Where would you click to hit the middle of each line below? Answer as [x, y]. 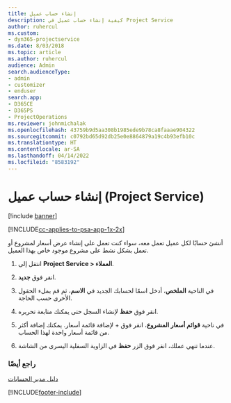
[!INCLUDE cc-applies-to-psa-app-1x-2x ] [66, 229]
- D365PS [21, 110]
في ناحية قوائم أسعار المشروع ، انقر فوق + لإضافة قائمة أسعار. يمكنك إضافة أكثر [121, 324]
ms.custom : [24, 33]
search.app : [25, 98]
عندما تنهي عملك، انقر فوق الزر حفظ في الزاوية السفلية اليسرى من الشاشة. [116, 345]
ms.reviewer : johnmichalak [47, 123]
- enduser [22, 91]
